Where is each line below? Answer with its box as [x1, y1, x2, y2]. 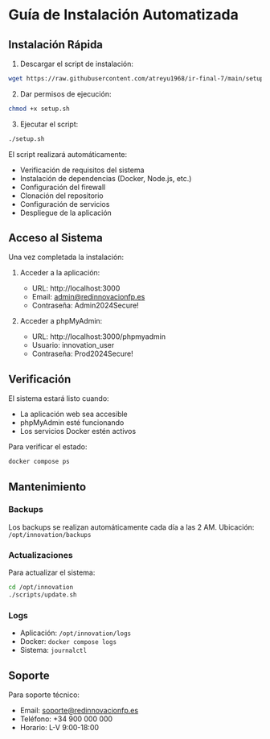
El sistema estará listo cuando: [8, 394, 110, 403]
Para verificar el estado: [8, 442, 88, 452]
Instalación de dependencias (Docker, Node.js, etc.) [19, 173, 192, 183]
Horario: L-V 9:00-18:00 [19, 722, 99, 732]
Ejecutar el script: [19, 119, 79, 129]
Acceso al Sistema [8, 231, 103, 245]
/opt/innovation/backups [8, 531, 92, 539]
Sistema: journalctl [19, 646, 87, 655]
